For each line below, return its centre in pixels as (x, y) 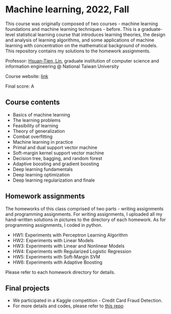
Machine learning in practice (43, 142)
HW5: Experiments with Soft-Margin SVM (56, 257)
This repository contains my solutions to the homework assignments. (78, 51)
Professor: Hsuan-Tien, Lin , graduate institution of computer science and (82, 61)
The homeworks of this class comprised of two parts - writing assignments (84, 208)
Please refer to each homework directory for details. (60, 272)
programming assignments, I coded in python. (54, 225)
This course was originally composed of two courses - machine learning (82, 24)
